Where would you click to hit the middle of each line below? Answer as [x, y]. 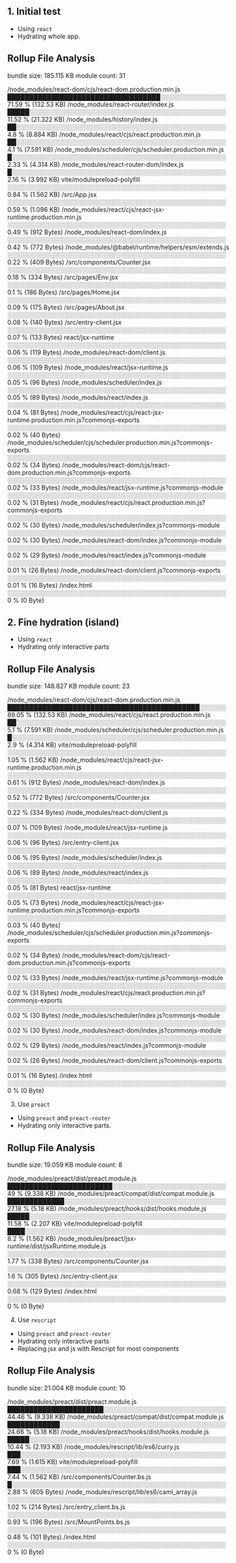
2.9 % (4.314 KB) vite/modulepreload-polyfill [72, 745]
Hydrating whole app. [49, 36]
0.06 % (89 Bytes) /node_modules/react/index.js [78, 873]
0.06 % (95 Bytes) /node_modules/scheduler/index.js [85, 858]
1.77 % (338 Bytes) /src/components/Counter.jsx [78, 1261]
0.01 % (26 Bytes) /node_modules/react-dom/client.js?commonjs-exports [114, 570]
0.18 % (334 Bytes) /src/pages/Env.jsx [63, 277]
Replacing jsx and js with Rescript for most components [98, 1349]
